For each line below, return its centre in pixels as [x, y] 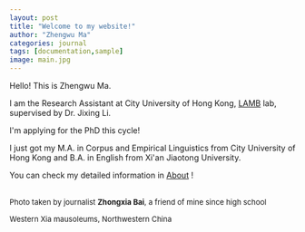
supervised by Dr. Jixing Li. [60, 113]
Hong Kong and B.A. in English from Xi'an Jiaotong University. [125, 158]
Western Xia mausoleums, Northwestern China [91, 219]
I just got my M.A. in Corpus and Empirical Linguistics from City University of [152, 148]
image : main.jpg [40, 60]
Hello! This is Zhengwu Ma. [60, 86]
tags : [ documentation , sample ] [67, 52]
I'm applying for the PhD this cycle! [75, 130]
